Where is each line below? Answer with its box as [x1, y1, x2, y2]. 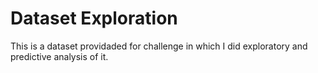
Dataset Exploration [10, 7, 178, 30]
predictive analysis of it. [10, 50, 109, 62]
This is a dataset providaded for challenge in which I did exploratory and [10, 40, 308, 52]
